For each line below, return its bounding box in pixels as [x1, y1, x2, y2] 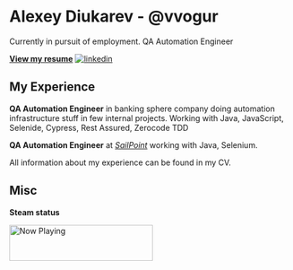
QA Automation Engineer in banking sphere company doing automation [9, 103, 275, 114]
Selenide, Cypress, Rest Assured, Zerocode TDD [9, 122, 189, 133]
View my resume [9, 53, 73, 64]
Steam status [9, 206, 60, 217]
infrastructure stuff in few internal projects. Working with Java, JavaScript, [9, 112, 284, 123]
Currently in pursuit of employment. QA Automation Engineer [9, 36, 234, 47]
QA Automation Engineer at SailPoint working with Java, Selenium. [9, 139, 258, 150]
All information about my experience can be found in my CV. [9, 157, 231, 168]
